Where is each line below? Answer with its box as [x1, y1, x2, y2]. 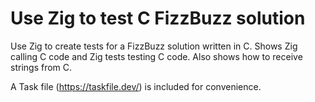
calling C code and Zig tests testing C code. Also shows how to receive [10, 50, 303, 62]
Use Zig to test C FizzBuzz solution [10, 7, 306, 30]
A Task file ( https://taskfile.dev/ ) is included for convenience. [10, 80, 262, 92]
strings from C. [10, 61, 73, 73]
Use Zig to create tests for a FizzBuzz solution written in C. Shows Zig [10, 40, 298, 52]
